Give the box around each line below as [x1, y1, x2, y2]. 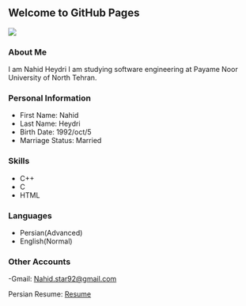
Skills [8, 156, 30, 167]
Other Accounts [8, 256, 71, 267]
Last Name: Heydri [19, 119, 81, 129]
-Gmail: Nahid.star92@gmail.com [8, 274, 117, 284]
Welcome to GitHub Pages [8, 6, 140, 20]
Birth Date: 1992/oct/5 [19, 127, 93, 137]
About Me [8, 47, 47, 58]
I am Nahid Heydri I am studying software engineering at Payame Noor [8, 65, 239, 74]
